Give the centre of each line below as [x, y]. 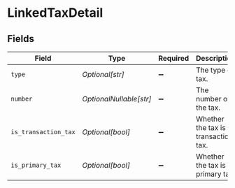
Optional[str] [103, 74]
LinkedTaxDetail [55, 13]
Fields [21, 39]
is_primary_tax [36, 165]
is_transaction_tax [43, 132]
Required [174, 58]
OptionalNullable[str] [117, 99]
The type [211, 70]
